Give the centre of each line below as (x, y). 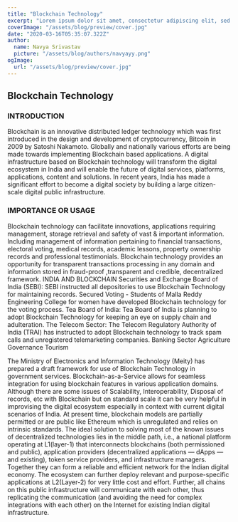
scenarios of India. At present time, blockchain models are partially (105, 414)
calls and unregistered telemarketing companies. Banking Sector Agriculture (119, 340)
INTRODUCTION (36, 116)
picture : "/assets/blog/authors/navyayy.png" (82, 54)
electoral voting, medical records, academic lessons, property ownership (114, 249)
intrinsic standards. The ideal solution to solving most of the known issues (116, 429)
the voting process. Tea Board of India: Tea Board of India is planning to (112, 309)
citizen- (205, 184)
